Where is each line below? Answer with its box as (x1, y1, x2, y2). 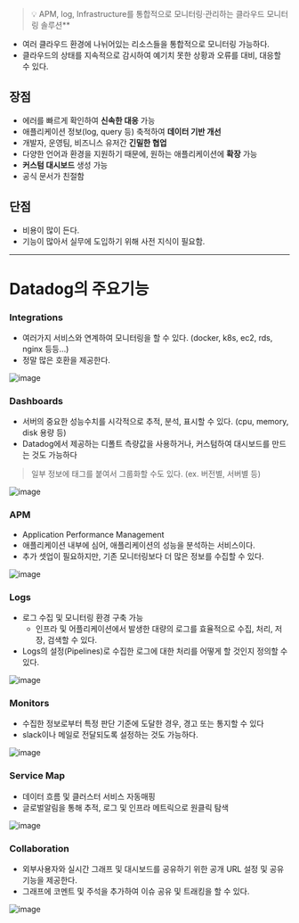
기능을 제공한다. (21, 874, 77, 886)
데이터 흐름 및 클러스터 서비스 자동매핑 (21, 791, 156, 802)
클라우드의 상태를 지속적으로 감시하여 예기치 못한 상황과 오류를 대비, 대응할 (21, 50, 282, 61)
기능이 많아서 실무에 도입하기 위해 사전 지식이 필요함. (21, 235, 206, 246)
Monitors (9, 696, 50, 709)
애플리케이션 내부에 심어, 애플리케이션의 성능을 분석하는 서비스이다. (21, 540, 255, 550)
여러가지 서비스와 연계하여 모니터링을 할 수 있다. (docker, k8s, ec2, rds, (21, 333, 273, 343)
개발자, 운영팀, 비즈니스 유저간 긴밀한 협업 (21, 137, 167, 148)
